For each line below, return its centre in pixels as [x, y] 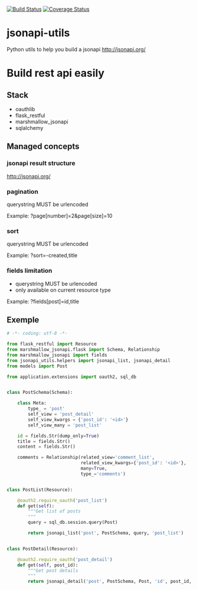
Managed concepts [43, 147]
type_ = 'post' [47, 409]
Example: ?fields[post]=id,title [43, 301]
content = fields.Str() [47, 447]
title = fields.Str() [44, 441]
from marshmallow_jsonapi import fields [57, 355]
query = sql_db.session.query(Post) [73, 523]
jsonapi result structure [41, 164]
